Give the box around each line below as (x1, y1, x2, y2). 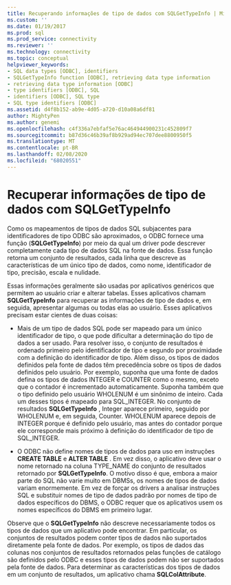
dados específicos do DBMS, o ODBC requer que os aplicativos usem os (16, 498, 223, 507)
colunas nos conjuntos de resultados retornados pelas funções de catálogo (7, 548, 221, 556)
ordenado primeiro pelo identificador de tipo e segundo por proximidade (16, 345, 223, 354)
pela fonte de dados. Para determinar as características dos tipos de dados (7, 562, 221, 571)
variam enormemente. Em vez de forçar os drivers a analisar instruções (16, 483, 220, 492)
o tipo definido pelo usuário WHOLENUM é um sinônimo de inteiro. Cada (16, 390, 223, 398)
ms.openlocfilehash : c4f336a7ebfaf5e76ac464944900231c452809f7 (7, 125, 192, 132)
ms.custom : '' (7, 17, 48, 23)
